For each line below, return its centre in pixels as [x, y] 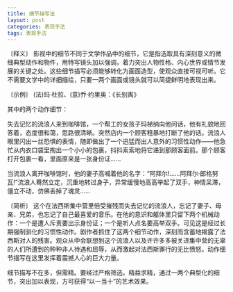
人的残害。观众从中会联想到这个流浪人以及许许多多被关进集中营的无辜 [126, 241]
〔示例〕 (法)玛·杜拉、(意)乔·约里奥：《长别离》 [74, 95]
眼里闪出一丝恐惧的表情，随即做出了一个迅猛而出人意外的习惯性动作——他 [113, 141]
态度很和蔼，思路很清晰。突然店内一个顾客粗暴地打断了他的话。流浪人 [126, 133]
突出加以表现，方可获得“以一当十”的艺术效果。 [86, 282]
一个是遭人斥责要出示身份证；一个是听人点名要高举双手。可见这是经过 [119, 223]
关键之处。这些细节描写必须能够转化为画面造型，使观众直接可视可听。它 [122, 71]
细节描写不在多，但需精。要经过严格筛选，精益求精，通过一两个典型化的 [110, 273]
